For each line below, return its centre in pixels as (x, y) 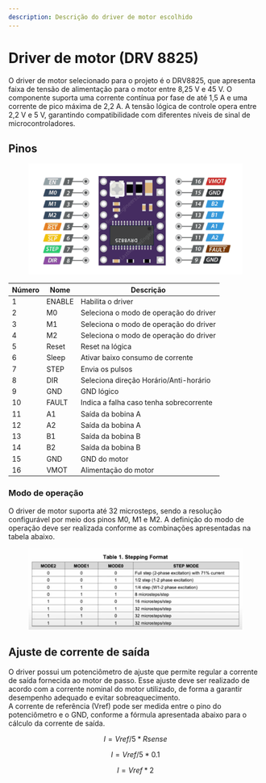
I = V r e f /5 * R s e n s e (135, 739)
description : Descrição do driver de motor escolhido (101, 17)
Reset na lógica (106, 346)
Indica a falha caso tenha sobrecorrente (146, 403)
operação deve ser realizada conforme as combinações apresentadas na (130, 528)
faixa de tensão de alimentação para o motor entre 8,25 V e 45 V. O (120, 89)
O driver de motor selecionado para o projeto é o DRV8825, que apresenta (132, 80)
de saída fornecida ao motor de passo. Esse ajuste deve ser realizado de (129, 680)
